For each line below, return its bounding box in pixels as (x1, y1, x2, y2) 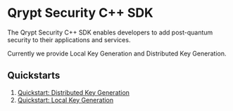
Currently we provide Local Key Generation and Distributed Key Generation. (7, 49, 227, 58)
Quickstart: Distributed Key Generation (17, 88, 130, 96)
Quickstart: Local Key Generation (17, 96, 114, 104)
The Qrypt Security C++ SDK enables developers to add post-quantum (7, 28, 213, 37)
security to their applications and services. (7, 35, 131, 44)
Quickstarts (7, 70, 61, 81)
